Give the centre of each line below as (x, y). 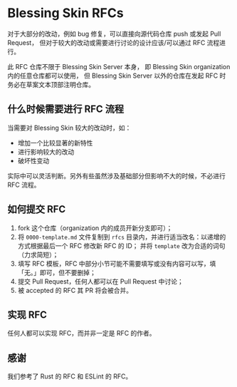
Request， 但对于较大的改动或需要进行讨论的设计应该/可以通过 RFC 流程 (114, 42)
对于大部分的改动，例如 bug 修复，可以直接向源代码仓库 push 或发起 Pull (114, 33)
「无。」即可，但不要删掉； (57, 272)
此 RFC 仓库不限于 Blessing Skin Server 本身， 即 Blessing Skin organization (119, 66)
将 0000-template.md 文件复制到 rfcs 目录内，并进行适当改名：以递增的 (122, 237)
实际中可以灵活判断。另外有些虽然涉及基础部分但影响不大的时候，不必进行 (116, 175)
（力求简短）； (38, 254)
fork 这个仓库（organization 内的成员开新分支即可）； (95, 228)
